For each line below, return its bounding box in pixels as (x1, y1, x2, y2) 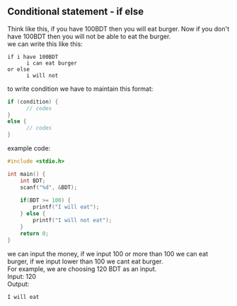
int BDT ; (20, 177, 46, 184)
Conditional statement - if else (7, 6, 144, 18)
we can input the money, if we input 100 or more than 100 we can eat (7, 249, 209, 258)
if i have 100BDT (7, 53, 59, 60)
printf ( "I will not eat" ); (33, 217, 112, 224)
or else (7, 65, 30, 73)
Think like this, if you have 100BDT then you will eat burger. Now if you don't (7, 24, 230, 33)
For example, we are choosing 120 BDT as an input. (7, 264, 157, 273)
